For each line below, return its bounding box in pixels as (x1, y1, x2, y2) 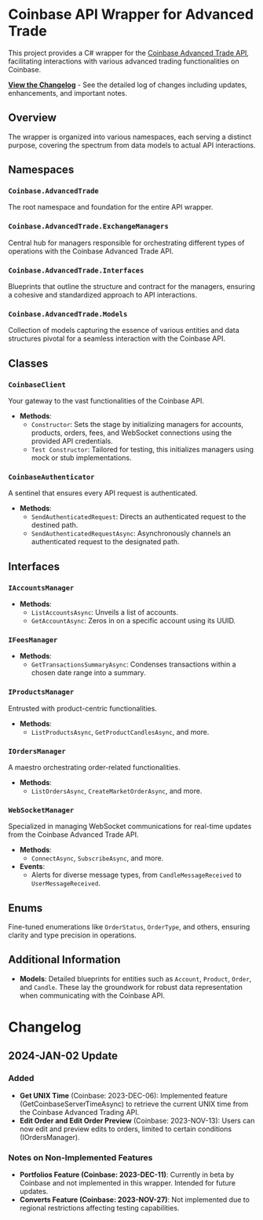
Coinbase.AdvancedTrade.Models (8, 309, 128, 319)
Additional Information (8, 953, 121, 966)
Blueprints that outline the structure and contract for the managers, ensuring (8, 282, 255, 291)
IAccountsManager (8, 583, 75, 592)
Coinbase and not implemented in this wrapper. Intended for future (19, 1178, 236, 1187)
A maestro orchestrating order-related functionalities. (8, 762, 181, 772)
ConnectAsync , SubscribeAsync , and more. (31, 853, 164, 863)
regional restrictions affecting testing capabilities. (19, 1203, 180, 1212)
